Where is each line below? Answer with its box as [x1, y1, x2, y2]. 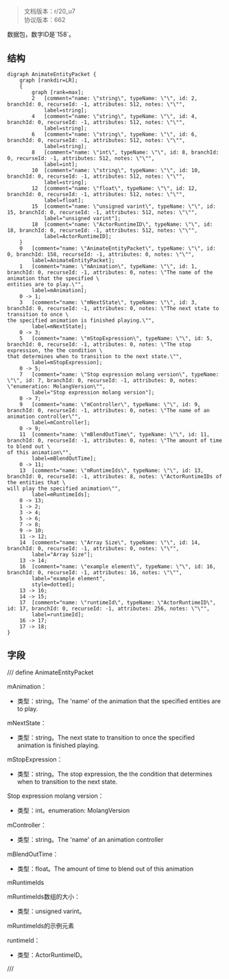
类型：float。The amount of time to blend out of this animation [16, 864, 194, 873]
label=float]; [43, 197, 84, 204]
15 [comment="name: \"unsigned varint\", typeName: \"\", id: [32, 203, 216, 210]
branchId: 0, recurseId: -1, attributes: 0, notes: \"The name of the [7, 269, 213, 276]
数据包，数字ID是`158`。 [7, 30, 75, 38]
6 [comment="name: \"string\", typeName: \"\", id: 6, [32, 131, 197, 138]
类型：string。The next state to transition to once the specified [16, 733, 195, 742]
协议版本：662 [23, 16, 66, 24]
